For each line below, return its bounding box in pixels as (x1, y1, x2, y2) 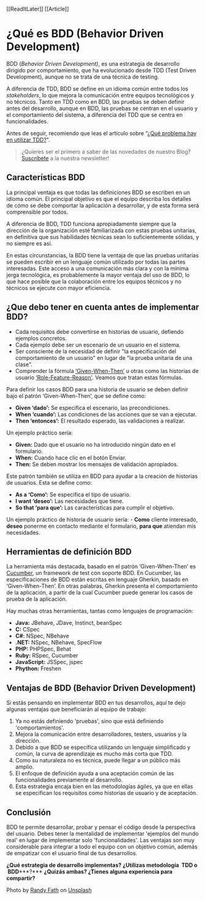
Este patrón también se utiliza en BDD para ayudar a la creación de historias (6, 472, 198, 480)
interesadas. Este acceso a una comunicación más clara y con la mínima (6, 264, 189, 272)
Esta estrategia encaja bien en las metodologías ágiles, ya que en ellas (15, 783, 193, 790)
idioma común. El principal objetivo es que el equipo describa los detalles (6, 195, 192, 202)
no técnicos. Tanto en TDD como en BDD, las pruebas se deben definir (6, 98, 185, 105)
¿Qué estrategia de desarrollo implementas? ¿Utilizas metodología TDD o (6, 861, 198, 869)
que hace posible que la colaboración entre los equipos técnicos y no (6, 278, 182, 285)
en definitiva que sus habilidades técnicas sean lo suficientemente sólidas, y (6, 233, 199, 240)
